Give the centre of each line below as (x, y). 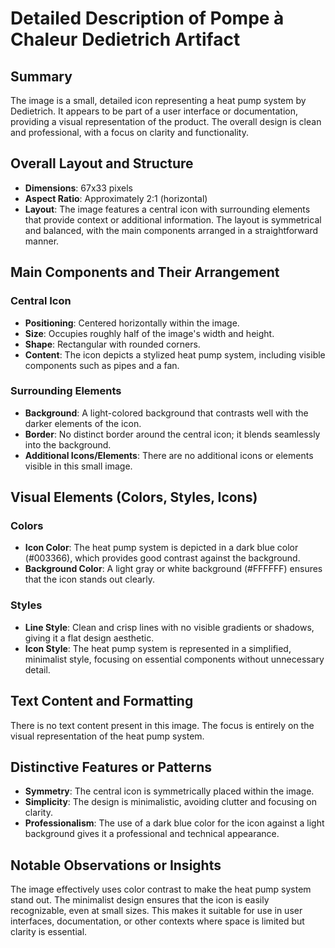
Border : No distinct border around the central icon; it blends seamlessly (172, 434)
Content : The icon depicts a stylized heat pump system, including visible (175, 354)
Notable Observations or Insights (116, 865)
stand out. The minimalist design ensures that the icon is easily (140, 900)
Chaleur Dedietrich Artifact (125, 39)
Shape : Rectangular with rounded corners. (112, 344)
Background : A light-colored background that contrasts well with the (166, 413)
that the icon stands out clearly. (90, 579)
